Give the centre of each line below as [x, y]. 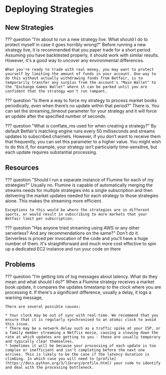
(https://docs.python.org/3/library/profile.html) [58, 363]
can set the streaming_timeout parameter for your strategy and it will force [81, 111]
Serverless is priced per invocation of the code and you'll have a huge [77, 238]
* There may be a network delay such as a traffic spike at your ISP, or [83, 328]
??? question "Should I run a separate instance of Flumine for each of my [80, 180]
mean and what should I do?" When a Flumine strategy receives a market [80, 282]
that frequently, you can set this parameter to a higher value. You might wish [83, 142]
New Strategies [29, 28]
